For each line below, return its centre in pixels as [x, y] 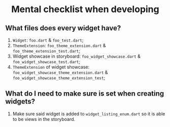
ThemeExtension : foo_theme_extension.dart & [59, 46]
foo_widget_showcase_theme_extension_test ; [59, 78]
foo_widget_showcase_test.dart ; [46, 61]
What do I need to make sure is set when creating [85, 94]
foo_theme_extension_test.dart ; [46, 51]
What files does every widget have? [63, 28]
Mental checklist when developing [85, 9]
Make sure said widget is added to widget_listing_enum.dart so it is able [89, 114]
